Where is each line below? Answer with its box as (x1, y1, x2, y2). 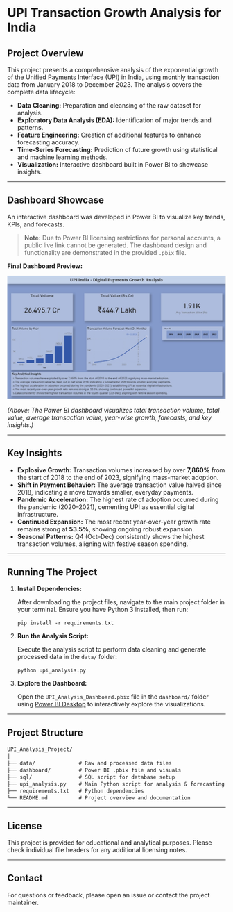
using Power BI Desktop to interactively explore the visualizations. (17, 700, 206, 708)
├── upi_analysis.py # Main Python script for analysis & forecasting (7, 781, 225, 788)
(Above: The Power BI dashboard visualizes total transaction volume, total (7, 406, 220, 414)
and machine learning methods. (17, 153, 108, 161)
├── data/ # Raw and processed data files (7, 760, 172, 767)
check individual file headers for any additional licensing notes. (7, 846, 187, 854)
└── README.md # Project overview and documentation (7, 795, 191, 802)
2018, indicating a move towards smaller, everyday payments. (17, 488, 193, 496)
